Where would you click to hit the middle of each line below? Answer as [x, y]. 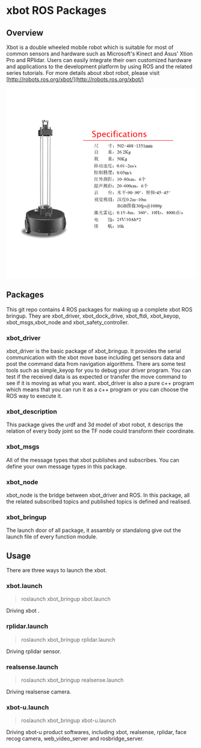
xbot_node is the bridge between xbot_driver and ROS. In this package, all [98, 495]
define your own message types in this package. [66, 466]
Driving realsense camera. [39, 692]
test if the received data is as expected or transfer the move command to [97, 377]
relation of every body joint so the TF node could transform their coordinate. [101, 431]
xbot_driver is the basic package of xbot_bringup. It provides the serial [94, 351]
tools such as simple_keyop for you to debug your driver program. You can [99, 370]
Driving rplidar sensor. [34, 651]
